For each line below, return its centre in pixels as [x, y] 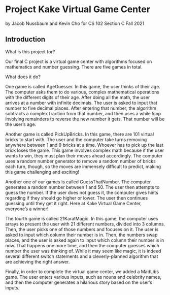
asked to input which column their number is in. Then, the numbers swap [81, 235]
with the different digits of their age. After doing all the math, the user [78, 97]
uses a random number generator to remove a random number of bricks [80, 161]
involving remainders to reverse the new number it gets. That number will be [85, 119]
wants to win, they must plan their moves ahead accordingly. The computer [84, 155]
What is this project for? [30, 51]
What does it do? [23, 77]
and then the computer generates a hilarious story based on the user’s [79, 282]
